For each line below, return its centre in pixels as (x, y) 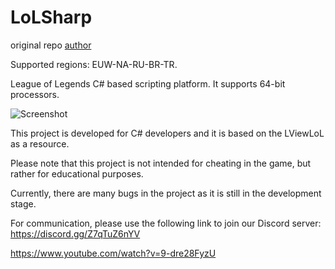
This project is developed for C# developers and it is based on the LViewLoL (167, 133)
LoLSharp (51, 17)
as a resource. (40, 143)
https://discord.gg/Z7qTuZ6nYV (75, 233)
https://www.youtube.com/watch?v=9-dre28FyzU (113, 253)
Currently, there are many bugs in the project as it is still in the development (166, 193)
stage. (23, 203)
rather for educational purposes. (77, 173)
